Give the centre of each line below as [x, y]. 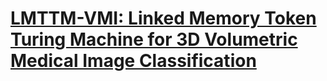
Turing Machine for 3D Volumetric [154, 39]
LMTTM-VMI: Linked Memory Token [163, 18]
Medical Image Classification [133, 61]
